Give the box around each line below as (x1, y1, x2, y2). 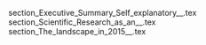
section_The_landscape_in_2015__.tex (8, 26, 147, 36)
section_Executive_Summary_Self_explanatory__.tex (8, 8, 197, 18)
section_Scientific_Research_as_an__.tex (8, 17, 156, 27)
